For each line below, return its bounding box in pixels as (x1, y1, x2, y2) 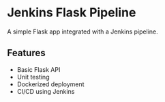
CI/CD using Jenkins (16, 87, 75, 95)
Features (7, 47, 46, 59)
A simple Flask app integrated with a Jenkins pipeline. (7, 27, 158, 36)
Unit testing (16, 73, 50, 81)
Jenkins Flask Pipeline (7, 5, 136, 21)
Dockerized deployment (16, 80, 85, 88)
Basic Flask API (16, 65, 61, 73)
